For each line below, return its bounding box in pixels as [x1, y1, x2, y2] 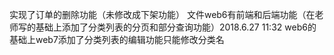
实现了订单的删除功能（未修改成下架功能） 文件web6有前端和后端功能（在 [9, 9, 316, 20]
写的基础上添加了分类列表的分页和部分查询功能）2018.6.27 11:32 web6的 [17, 21, 317, 33]
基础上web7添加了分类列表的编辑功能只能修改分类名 [9, 34, 225, 45]
